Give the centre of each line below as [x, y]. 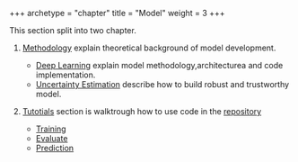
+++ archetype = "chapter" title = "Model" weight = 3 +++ [118, 13]
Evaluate [52, 138]
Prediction [55, 148]
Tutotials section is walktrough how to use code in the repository [142, 111]
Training [51, 129]
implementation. [66, 75]
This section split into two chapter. [73, 30]
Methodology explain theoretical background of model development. [149, 48]
